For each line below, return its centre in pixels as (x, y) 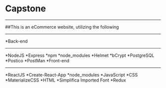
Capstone (25, 9)
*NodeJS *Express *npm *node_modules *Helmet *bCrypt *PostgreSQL (80, 55)
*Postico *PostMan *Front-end (37, 60)
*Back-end (17, 41)
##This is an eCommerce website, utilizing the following (62, 27)
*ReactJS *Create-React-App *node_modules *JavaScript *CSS (72, 75)
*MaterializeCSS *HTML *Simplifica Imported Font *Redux (65, 80)
